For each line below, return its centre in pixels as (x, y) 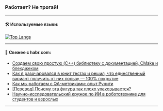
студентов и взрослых (35, 99)
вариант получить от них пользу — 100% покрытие (65, 78)
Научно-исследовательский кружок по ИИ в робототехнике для (79, 94)
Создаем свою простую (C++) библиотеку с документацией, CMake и (85, 63)
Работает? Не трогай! (32, 7)
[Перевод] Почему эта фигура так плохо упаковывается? (72, 89)
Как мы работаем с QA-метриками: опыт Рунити (63, 83)
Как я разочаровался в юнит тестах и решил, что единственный (79, 73)
